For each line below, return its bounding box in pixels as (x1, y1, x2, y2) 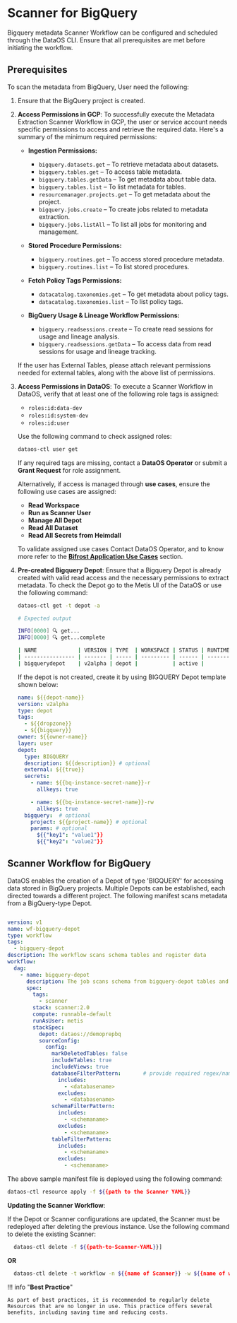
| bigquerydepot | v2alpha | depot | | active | (17, 659, 205, 667)
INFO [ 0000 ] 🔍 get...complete (17, 634, 106, 641)
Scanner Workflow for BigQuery (7, 857, 152, 870)
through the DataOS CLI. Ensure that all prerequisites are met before (7, 35, 206, 44)
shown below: (17, 680, 59, 688)
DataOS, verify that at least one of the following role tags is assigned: (17, 389, 219, 398)
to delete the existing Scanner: (7, 1230, 97, 1238)
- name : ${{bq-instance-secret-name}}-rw (30, 799, 154, 806)
